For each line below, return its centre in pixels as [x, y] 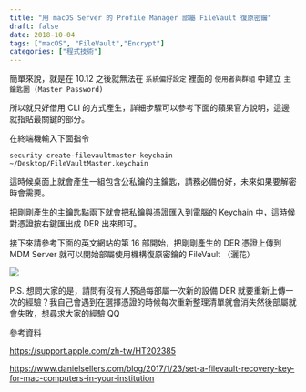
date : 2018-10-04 [42, 35]
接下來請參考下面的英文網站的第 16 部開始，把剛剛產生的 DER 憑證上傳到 [146, 243]
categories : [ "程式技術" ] [56, 52]
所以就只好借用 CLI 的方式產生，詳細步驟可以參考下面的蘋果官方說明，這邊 [149, 108]
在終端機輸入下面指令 [49, 138]
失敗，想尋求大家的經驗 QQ [68, 314]
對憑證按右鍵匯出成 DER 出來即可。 [76, 224]
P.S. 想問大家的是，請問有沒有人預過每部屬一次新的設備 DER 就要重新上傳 [148, 291]
